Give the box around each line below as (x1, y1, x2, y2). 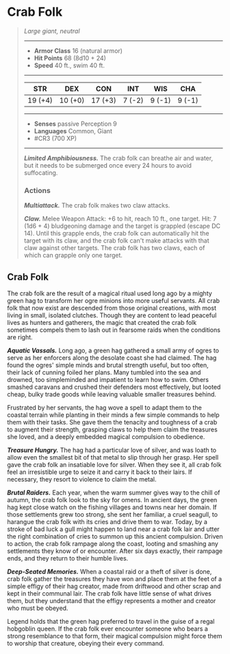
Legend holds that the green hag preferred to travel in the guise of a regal (7, 618, 215, 626)
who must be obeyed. (7, 604, 68, 612)
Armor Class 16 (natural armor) (34, 46, 123, 55)
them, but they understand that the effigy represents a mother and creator (7, 597, 216, 605)
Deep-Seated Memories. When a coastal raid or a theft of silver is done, (7, 567, 212, 576)
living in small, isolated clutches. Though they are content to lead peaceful (7, 311, 217, 319)
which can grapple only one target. (23, 251, 123, 260)
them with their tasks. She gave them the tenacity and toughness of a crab (7, 418, 218, 427)
